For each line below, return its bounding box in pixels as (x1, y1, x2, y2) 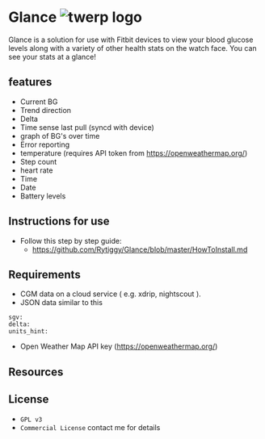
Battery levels (19, 190, 66, 201)
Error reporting (19, 140, 70, 149)
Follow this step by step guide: (19, 236, 122, 245)
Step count (19, 157, 57, 166)
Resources (8, 365, 64, 378)
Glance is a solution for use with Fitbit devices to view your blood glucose (8, 35, 254, 44)
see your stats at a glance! (8, 52, 97, 61)
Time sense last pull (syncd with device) (19, 122, 155, 132)
